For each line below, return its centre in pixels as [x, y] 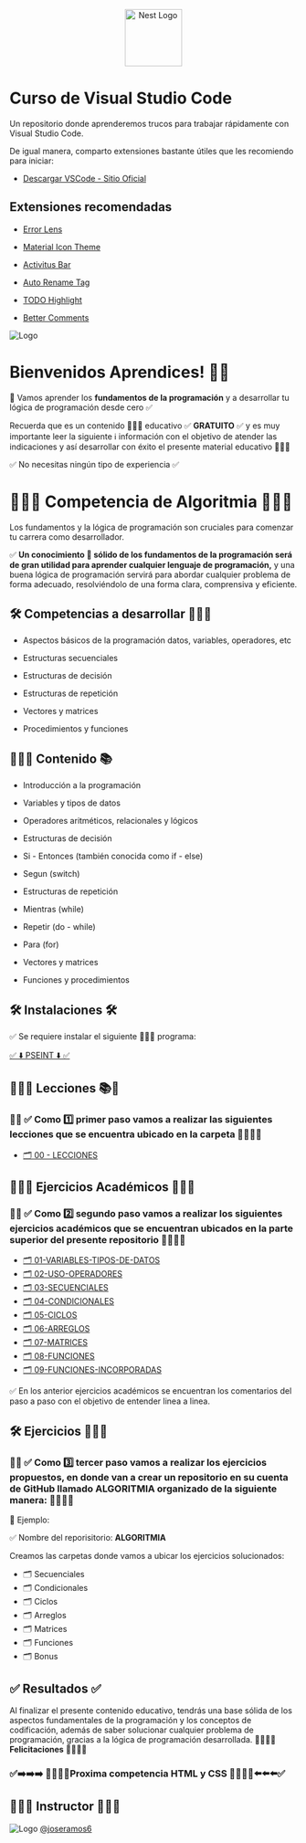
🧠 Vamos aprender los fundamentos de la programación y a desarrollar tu [149, 397]
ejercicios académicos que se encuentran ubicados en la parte [152, 1228]
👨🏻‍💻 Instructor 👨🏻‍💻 [65, 1807]
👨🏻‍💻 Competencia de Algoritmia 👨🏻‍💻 [151, 501]
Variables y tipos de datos [72, 803]
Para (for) [41, 944]
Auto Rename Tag [56, 282]
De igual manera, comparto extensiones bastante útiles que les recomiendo [152, 151]
